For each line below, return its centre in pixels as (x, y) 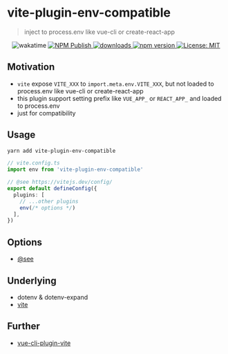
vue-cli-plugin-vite (44, 343)
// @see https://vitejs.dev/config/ (60, 182)
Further (23, 326)
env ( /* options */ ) (48, 208)
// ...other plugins (49, 201)
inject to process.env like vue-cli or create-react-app (99, 32)
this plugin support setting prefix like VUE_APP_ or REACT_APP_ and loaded (120, 98)
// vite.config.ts (34, 163)
